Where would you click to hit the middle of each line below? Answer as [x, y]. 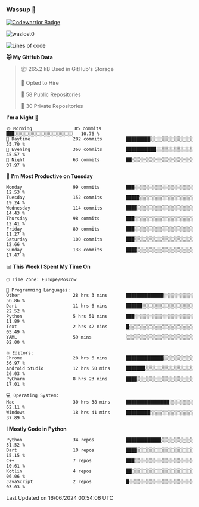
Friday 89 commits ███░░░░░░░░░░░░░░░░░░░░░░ [100, 229]
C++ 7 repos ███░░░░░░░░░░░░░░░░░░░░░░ [100, 461]
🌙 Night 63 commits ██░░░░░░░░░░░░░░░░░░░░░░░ [100, 160]
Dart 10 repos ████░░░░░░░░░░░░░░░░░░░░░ [100, 450]
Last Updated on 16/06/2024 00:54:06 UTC [60, 498]
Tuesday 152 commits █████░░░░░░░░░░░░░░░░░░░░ [100, 198]
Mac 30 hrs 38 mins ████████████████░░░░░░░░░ [100, 402]
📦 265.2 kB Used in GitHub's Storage [67, 69]
